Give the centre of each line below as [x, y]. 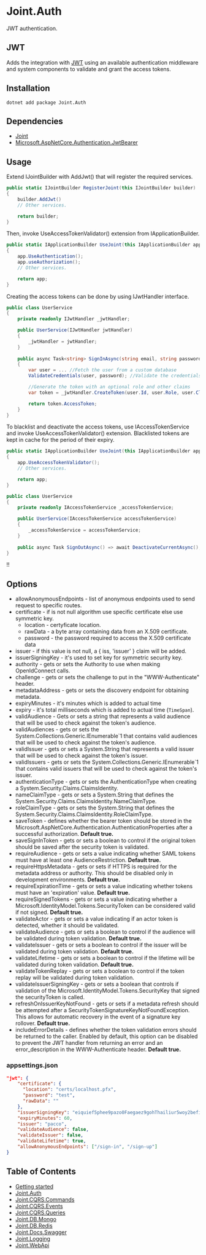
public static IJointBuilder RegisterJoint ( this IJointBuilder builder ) [101, 188]
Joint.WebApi [32, 1245]
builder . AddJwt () [40, 199]
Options [22, 584]
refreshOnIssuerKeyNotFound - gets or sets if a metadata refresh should [107, 1004]
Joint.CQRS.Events [39, 1206]
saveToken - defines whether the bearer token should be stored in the [103, 821]
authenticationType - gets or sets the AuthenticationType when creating [106, 782]
